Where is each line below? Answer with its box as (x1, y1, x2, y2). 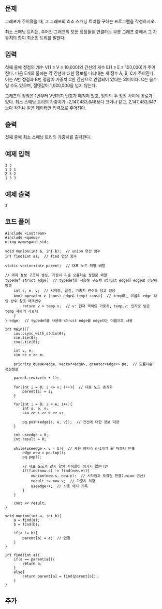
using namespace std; (5, 239, 49, 244)
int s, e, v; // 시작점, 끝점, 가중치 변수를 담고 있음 (14, 288, 116, 293)
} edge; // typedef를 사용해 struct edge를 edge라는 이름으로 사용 (5, 318, 133, 323)
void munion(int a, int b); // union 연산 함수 (5, 249, 101, 254)
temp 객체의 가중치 (5, 309, 38, 314)
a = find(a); (14, 518, 40, 523)
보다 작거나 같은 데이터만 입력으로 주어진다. (5, 105, 87, 111)
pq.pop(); (22, 455, 42, 459)
